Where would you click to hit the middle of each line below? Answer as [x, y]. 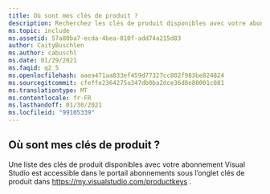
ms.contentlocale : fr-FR [50, 98]
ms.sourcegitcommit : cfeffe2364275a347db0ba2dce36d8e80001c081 [117, 83]
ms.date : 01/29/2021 [43, 61]
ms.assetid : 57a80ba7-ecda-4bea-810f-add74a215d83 [95, 38]
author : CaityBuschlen [46, 46]
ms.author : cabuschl [43, 53]
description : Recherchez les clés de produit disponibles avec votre [127, 23]
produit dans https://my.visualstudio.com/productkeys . [100, 181]
